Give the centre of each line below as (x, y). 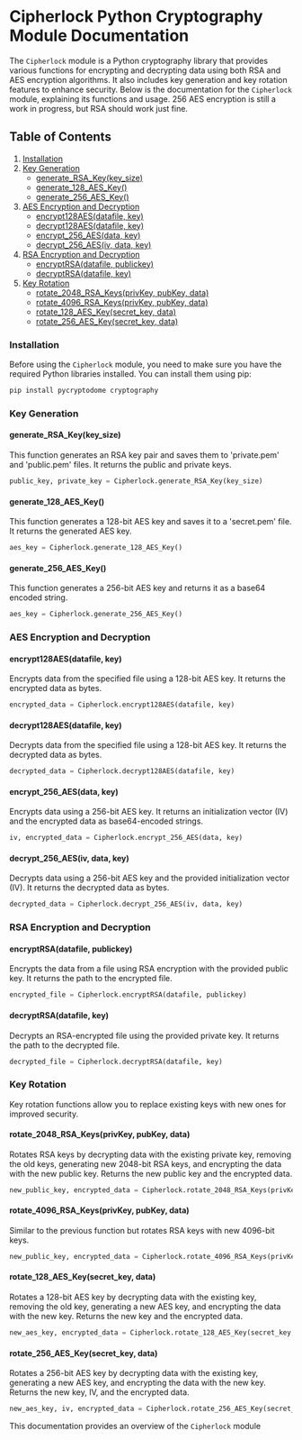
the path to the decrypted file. (64, 1045)
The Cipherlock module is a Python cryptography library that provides (139, 60)
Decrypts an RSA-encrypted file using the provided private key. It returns (144, 1035)
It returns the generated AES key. (71, 531)
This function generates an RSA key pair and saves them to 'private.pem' (145, 455)
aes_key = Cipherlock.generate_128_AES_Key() (96, 548)
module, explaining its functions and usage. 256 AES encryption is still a (142, 99)
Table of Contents (61, 137)
